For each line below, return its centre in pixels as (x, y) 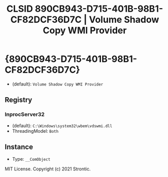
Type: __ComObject (31, 159)
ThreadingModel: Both (35, 131)
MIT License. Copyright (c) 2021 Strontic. (48, 169)
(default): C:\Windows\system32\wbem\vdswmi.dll (62, 126)
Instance (19, 147)
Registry (19, 100)
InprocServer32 (25, 114)
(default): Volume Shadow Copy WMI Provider (58, 84)
